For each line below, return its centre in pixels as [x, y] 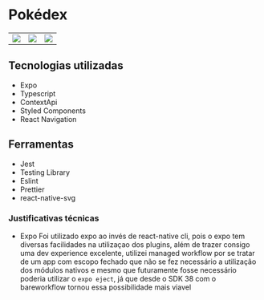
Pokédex [38, 15]
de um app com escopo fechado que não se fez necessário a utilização [138, 261]
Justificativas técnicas [54, 218]
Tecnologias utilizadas [66, 66]
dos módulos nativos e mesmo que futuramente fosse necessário [128, 270]
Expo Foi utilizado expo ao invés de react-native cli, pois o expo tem [132, 236]
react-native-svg [48, 197]
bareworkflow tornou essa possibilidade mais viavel [106, 287]
